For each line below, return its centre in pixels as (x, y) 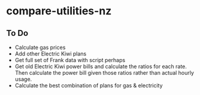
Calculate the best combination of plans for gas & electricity (89, 85)
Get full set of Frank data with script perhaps (70, 60)
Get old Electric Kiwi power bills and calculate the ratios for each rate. (101, 66)
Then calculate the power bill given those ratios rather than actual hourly (104, 73)
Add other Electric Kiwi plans (51, 54)
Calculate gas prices (40, 47)
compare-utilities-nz (59, 11)
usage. (23, 79)
